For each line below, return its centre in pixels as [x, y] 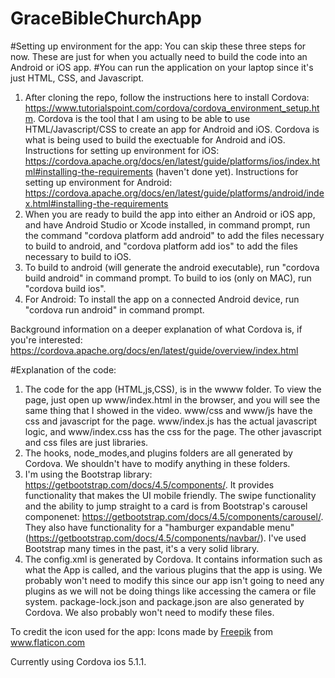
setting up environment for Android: [98, 182]
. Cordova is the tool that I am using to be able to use [142, 118]
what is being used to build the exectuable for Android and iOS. [155, 139]
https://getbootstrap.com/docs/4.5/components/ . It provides [149, 484]
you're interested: [46, 339]
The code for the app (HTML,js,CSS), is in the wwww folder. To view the [173, 389]
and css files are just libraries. [86, 442]
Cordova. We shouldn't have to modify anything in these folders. [157, 463]
